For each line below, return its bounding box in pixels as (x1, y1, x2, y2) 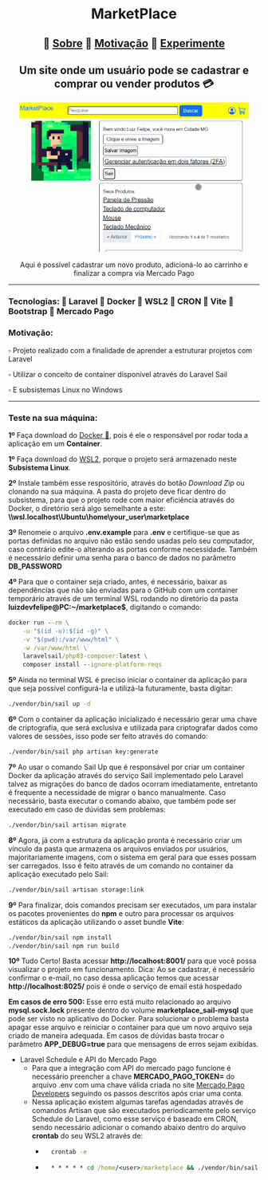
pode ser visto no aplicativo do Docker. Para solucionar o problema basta (8, 1014, 250, 1024)
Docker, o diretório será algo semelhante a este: (8, 503, 166, 513)
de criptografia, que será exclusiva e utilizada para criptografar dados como (8, 723, 258, 733)
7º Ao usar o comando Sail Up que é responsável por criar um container (8, 762, 245, 772)
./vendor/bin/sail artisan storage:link (8, 886, 145, 894)
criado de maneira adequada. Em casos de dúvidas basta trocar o (8, 1031, 225, 1040)
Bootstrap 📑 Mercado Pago (8, 306, 114, 317)
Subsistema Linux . (8, 462, 72, 472)
